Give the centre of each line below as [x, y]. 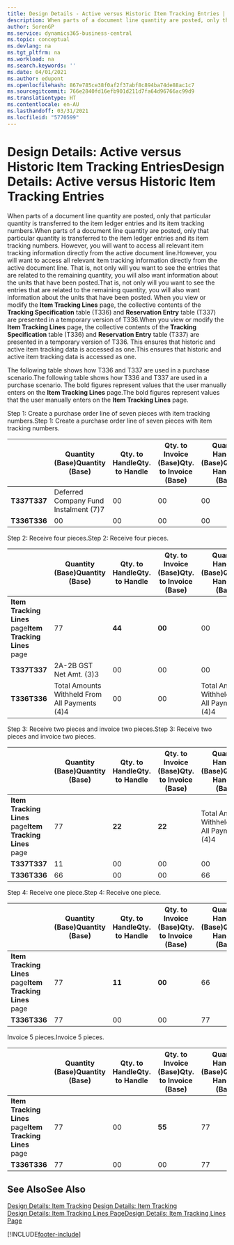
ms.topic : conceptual [39, 40]
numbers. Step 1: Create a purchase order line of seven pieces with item [110, 421]
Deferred [69, 492]
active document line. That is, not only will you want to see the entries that [114, 267]
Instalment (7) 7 [79, 509]
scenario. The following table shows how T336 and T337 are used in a [107, 377]
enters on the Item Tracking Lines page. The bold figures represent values [114, 392]
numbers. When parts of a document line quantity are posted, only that [108, 230]
